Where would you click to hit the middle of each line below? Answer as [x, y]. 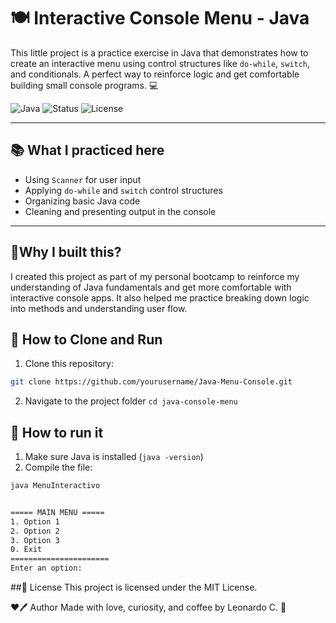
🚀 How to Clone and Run [86, 339]
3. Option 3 [35, 540]
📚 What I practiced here [87, 150]
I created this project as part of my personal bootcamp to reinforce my [155, 276]
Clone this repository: [69, 364]
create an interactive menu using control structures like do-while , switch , [160, 63]
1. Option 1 [35, 521]
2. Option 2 [35, 531]
